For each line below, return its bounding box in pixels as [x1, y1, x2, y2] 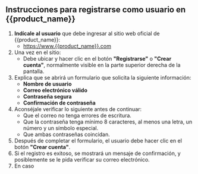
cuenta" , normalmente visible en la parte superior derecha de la [23, 61, 181, 68]
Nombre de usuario [23, 80, 72, 87]
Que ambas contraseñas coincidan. [23, 131, 111, 138]
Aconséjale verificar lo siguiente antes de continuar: [14, 105, 142, 112]
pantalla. [23, 68, 45, 75]
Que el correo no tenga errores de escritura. [23, 112, 132, 119]
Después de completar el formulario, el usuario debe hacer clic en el [14, 137, 183, 144]
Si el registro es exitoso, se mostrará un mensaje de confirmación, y [14, 150, 181, 157]
